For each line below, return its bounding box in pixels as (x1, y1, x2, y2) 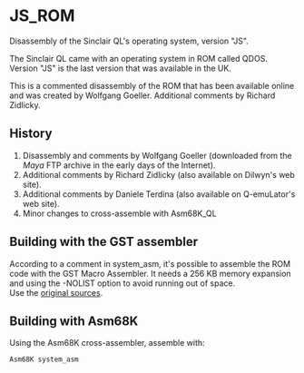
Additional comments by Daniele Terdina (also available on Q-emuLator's (22, 188, 296, 200)
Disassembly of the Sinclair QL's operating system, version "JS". (9, 35, 250, 46)
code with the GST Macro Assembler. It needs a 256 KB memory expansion (9, 268, 292, 279)
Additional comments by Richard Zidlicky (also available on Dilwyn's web (22, 169, 295, 180)
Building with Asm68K (9, 313, 139, 329)
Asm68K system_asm (9, 355, 79, 364)
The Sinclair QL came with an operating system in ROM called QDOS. (9, 53, 268, 64)
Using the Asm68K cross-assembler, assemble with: (9, 338, 206, 348)
